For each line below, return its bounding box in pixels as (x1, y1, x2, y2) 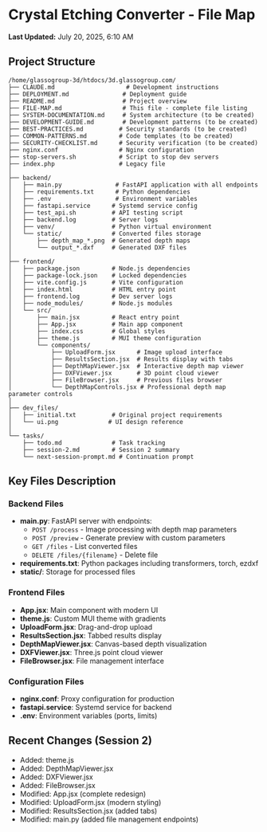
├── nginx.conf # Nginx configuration (8, 146, 194, 154)
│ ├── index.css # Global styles (8, 327, 166, 336)
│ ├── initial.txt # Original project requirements (8, 410, 223, 419)
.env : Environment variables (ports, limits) (19, 711, 158, 720)
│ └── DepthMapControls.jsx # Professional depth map (8, 383, 226, 391)
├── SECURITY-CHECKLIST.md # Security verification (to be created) (8, 139, 259, 147)
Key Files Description (8, 474, 116, 488)
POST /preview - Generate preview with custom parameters (31, 533, 226, 543)
